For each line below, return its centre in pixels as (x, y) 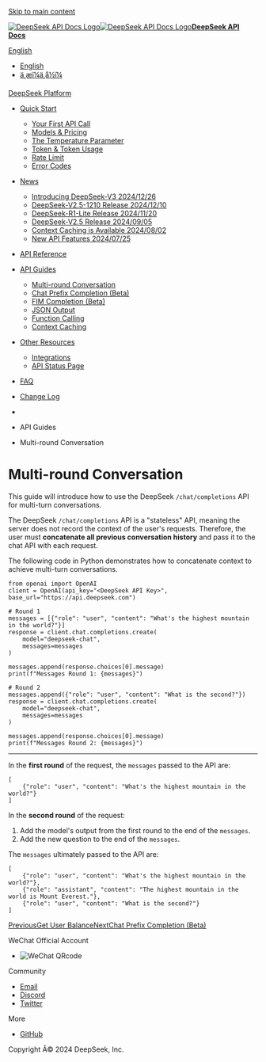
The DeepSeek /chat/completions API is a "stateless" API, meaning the (124, 520)
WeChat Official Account (48, 940)
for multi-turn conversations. (55, 504)
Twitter (31, 1003)
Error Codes (51, 166)
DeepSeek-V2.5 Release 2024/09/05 (92, 222)
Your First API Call (61, 124)
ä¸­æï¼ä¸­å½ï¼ (41, 75)
